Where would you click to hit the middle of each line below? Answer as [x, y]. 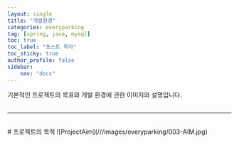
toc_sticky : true [33, 54]
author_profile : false [41, 60]
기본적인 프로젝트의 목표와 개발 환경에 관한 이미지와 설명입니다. [95, 95]
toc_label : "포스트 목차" [42, 47]
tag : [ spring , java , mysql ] [49, 34]
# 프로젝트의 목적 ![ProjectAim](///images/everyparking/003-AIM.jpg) [107, 132]
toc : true [22, 41]
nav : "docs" [38, 73]
